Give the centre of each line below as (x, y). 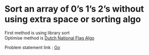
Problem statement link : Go (32, 47)
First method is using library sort (37, 33)
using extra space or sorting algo (73, 19)
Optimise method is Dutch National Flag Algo (49, 38)
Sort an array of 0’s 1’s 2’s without (74, 9)
